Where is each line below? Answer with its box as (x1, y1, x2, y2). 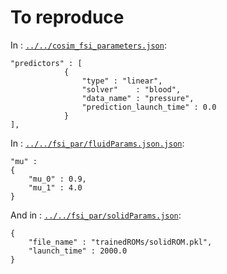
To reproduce (10, 6, 125, 29)
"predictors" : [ (10, 58, 83, 68)
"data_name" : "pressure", (81, 93, 195, 103)
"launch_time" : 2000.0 (28, 246, 128, 256)
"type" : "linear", (81, 76, 163, 86)
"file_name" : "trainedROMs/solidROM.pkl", (28, 237, 213, 247)
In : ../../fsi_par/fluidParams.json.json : (10, 137, 185, 149)
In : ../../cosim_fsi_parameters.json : (10, 39, 167, 51)
